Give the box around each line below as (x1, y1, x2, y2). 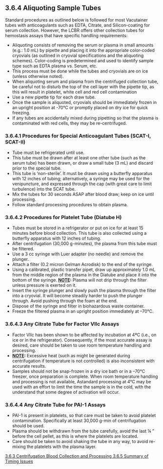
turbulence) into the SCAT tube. (12, 186, 76, 192)
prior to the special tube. (12, 165, 62, 171)
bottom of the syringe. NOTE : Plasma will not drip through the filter (12, 277, 147, 283)
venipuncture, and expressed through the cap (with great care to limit (12, 181, 152, 187)
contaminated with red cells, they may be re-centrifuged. (12, 120, 127, 126)
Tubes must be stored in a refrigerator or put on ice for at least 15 (12, 225, 143, 231)
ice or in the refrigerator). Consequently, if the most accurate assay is (12, 337, 152, 343)
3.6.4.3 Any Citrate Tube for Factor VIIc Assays (5, 321, 120, 327)
